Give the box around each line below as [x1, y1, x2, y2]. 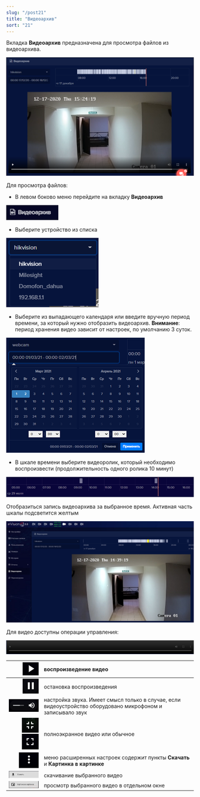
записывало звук [43, 709, 87, 716]
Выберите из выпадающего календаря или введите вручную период [14, 313, 190, 320]
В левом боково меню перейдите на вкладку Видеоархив [14, 193, 164, 200]
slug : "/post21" [6, 10, 46, 15]
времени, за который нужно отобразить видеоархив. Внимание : [14, 319, 180, 326]
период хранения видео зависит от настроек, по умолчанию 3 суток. [14, 325, 192, 333]
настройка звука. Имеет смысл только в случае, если [43, 696, 181, 703]
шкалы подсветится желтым [6, 509, 79, 516]
